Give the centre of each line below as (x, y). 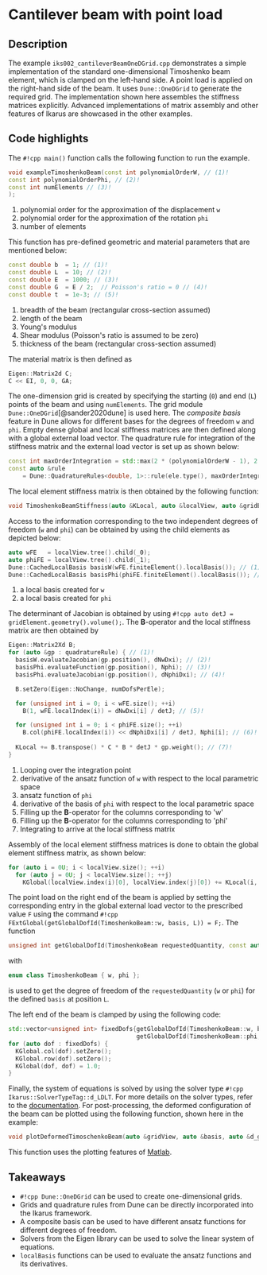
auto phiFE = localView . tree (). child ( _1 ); (79, 560)
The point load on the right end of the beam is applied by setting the (120, 897)
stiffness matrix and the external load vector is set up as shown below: (124, 447)
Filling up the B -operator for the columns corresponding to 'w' (122, 812)
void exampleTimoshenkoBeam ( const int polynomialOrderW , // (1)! (118, 172)
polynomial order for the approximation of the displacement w (120, 210)
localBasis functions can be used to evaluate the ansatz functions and (135, 1255)
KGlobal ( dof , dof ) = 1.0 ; (58, 1066)
